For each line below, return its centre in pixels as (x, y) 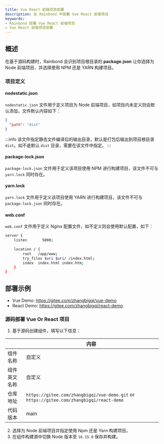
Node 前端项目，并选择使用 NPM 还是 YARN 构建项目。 (61, 67)
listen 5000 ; (34, 240)
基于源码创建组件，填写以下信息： (46, 331)
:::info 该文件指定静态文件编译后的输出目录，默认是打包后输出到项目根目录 (80, 139)
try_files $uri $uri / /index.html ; (59, 258)
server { (14, 236)
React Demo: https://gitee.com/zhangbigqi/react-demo (67, 305)
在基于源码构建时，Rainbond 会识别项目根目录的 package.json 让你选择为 (80, 61)
